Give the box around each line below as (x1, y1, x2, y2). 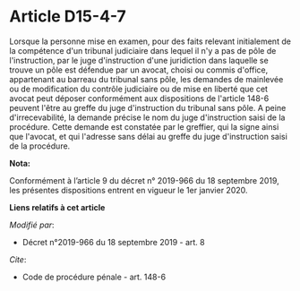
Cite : (9, 253, 27, 265)
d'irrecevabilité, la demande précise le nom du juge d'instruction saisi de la (9, 112, 286, 123)
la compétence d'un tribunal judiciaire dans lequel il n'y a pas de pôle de (9, 45, 277, 56)
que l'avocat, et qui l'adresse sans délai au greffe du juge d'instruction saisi (9, 131, 288, 141)
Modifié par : (9, 219, 56, 230)
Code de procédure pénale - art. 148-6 (21, 271, 167, 282)
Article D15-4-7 (9, 6, 127, 27)
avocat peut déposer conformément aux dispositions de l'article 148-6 (9, 92, 270, 104)
